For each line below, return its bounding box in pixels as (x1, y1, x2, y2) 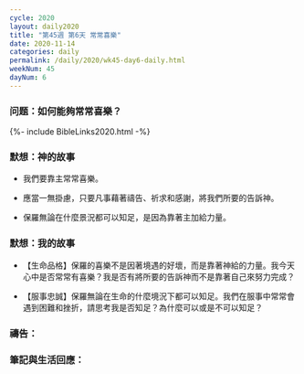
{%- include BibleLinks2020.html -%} (9, 126, 151, 137)
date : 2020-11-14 (9, 38, 76, 48)
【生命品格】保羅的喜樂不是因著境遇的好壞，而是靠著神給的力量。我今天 (22, 260, 295, 271)
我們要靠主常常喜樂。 (22, 173, 103, 184)
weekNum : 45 (9, 65, 55, 74)
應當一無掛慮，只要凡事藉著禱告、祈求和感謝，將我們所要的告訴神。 (22, 193, 279, 204)
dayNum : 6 (9, 73, 47, 82)
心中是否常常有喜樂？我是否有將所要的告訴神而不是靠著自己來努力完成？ (22, 271, 295, 282)
